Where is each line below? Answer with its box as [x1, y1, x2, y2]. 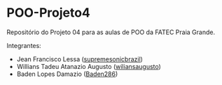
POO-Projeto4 [6, 5, 90, 21]
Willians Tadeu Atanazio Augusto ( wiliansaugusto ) [16, 62, 162, 70]
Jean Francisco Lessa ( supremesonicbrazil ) [16, 54, 143, 63]
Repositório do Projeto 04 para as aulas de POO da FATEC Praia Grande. [6, 28, 215, 36]
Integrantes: [6, 41, 41, 49]
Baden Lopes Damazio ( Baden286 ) [16, 70, 118, 78]
